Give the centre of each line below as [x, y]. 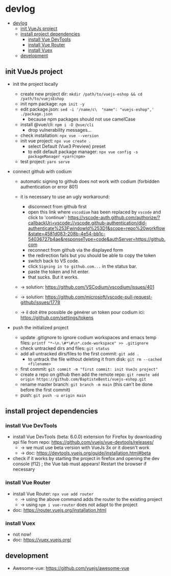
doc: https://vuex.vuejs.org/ [42, 540]
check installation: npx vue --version [59, 135]
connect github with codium [42, 171]
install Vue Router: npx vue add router [53, 494]
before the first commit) [45, 390]
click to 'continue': [47, 217]
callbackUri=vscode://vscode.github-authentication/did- [87, 223]
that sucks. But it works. [53, 277]
